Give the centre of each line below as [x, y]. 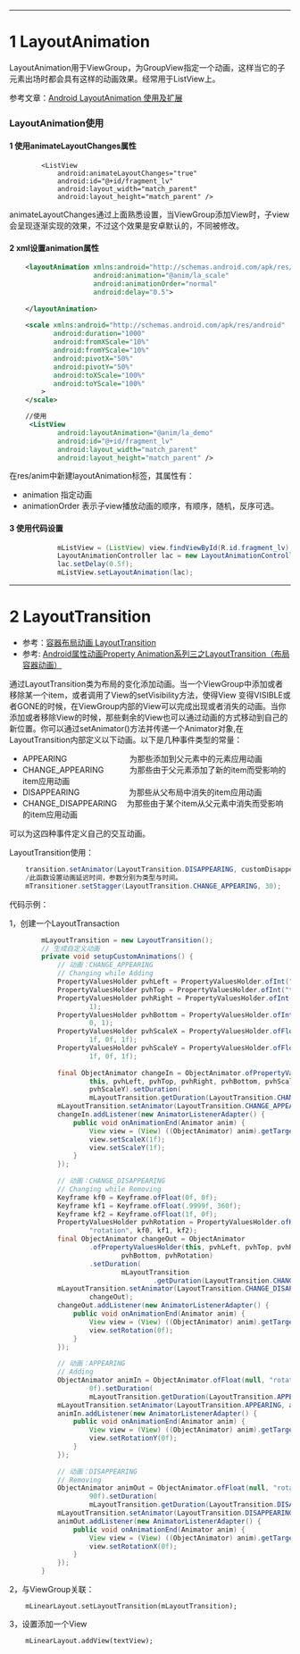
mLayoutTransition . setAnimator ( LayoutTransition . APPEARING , [171, 1405]
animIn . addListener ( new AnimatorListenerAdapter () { [157, 1413]
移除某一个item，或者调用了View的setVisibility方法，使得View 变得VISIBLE [146, 695]
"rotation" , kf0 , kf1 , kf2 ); [143, 1231]
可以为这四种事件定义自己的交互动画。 [79, 834]
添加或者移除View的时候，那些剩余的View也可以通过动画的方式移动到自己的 [149, 718]
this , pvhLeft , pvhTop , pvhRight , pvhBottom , [175, 1082]
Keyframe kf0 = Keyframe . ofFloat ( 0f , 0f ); [137, 1198]
